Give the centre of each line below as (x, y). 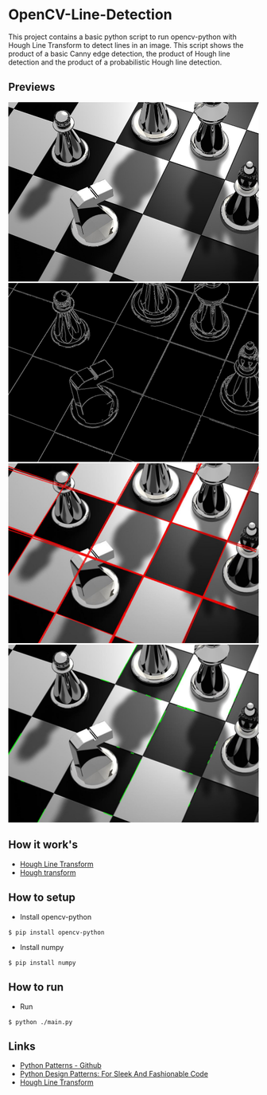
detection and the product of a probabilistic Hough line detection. (115, 62)
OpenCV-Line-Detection (90, 15)
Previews (32, 87)
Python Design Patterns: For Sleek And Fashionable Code (114, 1074)
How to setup (42, 898)
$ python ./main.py (41, 1022)
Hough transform (48, 872)
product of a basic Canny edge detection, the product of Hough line (119, 53)
